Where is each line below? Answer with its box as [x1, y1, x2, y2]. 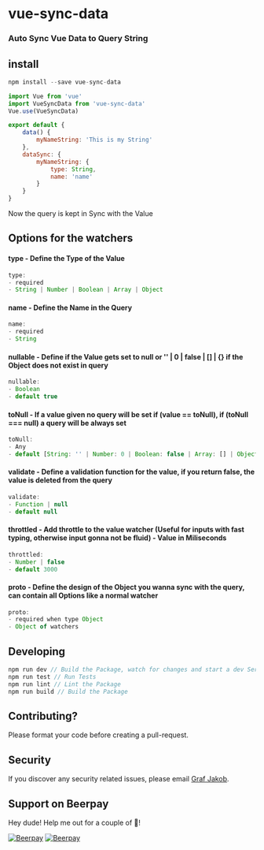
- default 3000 [8, 565, 58, 573]
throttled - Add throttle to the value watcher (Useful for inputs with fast [8, 525, 245, 535]
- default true [8, 393, 58, 401]
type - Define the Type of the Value [8, 254, 126, 263]
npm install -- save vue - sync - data [8, 78, 122, 86]
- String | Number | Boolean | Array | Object [8, 285, 163, 294]
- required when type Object [8, 616, 104, 624]
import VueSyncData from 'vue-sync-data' [8, 99, 146, 107]
